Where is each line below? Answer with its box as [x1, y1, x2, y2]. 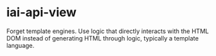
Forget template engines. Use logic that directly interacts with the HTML [6, 27, 209, 35]
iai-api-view [6, 5, 77, 20]
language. [6, 41, 35, 49]
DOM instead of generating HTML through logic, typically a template [6, 34, 199, 42]
